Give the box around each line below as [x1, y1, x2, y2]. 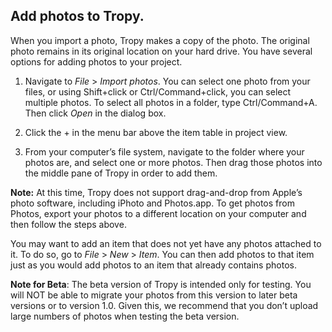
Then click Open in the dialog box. [24, 107, 167, 119]
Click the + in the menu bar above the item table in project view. [24, 126, 288, 138]
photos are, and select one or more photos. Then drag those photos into [24, 156, 323, 168]
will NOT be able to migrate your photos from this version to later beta [10, 289, 298, 301]
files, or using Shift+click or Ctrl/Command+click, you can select [24, 85, 292, 98]
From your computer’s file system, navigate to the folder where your [24, 145, 305, 158]
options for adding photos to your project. [10, 55, 183, 68]
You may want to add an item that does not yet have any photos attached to [10, 237, 322, 249]
